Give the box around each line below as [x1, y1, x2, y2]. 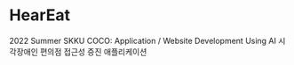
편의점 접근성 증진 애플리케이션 [39, 46, 147, 57]
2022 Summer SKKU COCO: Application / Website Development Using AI [9, 35, 277, 46]
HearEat [9, 5, 71, 25]
